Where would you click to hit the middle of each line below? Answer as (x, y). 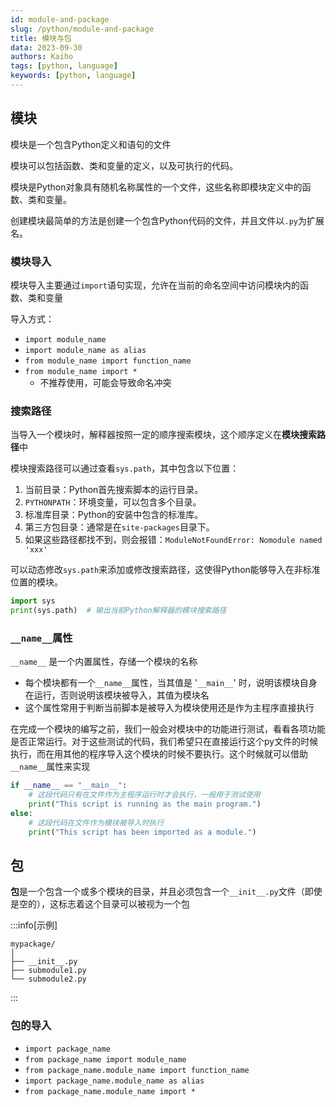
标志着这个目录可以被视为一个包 (124, 904)
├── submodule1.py (48, 971)
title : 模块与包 (41, 38)
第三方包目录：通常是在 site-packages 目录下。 (119, 527)
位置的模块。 (36, 582)
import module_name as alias (85, 350)
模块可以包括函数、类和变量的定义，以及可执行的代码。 (124, 165)
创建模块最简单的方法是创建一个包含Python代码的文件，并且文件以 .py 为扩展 (167, 220)
